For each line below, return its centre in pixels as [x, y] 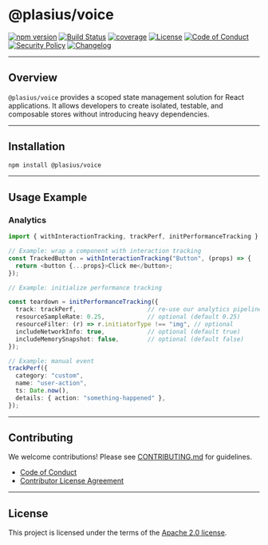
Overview [33, 78]
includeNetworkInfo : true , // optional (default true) [128, 332]
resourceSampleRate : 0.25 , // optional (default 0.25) [128, 317]
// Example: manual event [51, 361]
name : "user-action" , [51, 383]
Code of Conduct [48, 472]
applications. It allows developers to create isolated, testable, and [116, 105]
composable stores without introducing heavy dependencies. [109, 114]
